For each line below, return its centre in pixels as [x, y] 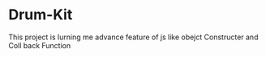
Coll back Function [40, 45]
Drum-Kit [41, 15]
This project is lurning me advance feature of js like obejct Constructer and [133, 37]
